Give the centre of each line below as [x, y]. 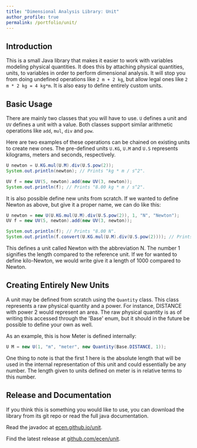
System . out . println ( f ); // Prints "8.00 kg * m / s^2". [76, 187]
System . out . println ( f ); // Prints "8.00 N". [61, 231]
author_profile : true [33, 17]
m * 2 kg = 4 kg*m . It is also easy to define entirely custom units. [84, 85]
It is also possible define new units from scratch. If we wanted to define [92, 198]
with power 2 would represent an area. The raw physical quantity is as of [94, 312]
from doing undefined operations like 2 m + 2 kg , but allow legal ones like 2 [97, 79]
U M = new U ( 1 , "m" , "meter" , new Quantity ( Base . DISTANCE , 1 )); [86, 347]
